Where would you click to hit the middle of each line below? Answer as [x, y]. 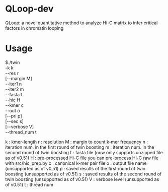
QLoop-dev [29, 9]
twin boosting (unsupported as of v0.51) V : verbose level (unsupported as [82, 179]
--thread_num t [21, 132]
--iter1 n [14, 84]
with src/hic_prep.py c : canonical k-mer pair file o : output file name [76, 163]
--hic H [13, 100]
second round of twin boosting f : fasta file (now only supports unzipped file [84, 152]
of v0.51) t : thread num [29, 184]
